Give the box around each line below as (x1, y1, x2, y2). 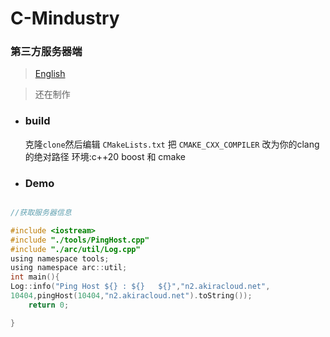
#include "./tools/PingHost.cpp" (10, 235, 150, 245)
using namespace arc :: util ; (10, 263, 128, 273)
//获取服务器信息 (10, 208, 72, 218)
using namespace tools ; (10, 253, 110, 264)
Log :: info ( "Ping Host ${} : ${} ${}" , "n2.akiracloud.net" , (10, 282, 271, 292)
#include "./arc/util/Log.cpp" (10, 244, 141, 254)
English (34, 68, 66, 80)
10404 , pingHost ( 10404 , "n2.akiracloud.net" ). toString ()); (10, 291, 253, 301)
